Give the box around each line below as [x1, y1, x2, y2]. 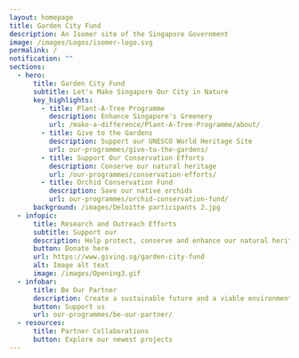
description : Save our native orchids [48, 187, 193, 195]
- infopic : [17, 211, 58, 220]
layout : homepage [9, 12, 74, 22]
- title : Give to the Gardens [41, 129, 153, 138]
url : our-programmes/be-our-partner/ [32, 310, 174, 320]
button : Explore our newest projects [32, 335, 174, 344]
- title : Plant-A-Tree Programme [41, 104, 166, 113]
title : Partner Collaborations [32, 327, 149, 336]
